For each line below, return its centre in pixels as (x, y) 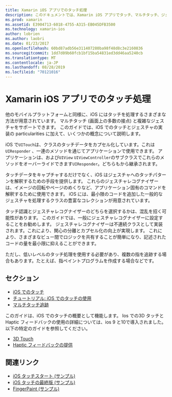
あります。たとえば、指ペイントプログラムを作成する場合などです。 (85, 260)
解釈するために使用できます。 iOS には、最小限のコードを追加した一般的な (84, 194)
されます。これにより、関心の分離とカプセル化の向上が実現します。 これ (82, 230)
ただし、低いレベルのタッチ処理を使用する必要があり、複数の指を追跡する (84, 254)
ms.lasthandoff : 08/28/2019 (35, 67)
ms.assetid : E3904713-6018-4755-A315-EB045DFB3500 (60, 24)
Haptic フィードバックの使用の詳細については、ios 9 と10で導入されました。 (86, 322)
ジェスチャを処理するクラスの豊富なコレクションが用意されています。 (79, 200)
